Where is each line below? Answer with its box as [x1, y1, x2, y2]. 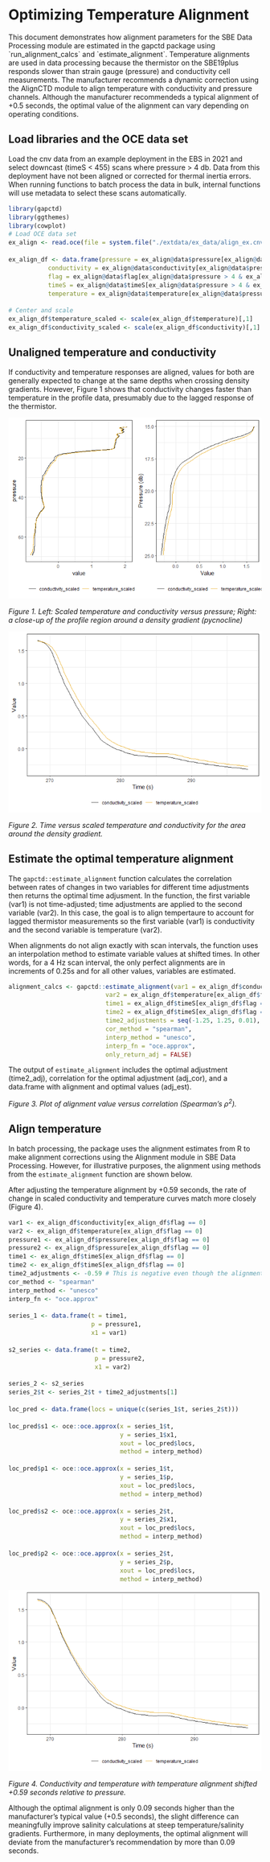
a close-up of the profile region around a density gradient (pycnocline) [8, 615, 243, 624]
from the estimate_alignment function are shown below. [8, 1169, 193, 1179]
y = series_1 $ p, [119, 1473, 174, 1481]
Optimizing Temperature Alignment [8, 6, 249, 24]
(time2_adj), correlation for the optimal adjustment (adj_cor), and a [8, 1073, 227, 1083]
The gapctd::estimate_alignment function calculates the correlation [8, 873, 232, 883]
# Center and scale [8, 307, 74, 315]
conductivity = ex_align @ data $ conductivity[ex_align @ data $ [47, 264, 250, 272]
